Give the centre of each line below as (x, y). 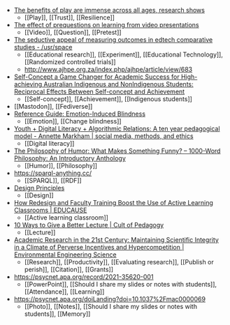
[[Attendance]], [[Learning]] (64, 292)
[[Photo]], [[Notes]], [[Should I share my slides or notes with (111, 307)
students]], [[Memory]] (57, 314)
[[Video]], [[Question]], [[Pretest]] (73, 32)
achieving (28, 84)
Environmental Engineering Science (65, 255)
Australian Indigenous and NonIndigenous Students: (118, 84)
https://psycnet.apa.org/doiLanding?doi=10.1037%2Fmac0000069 (110, 299)
